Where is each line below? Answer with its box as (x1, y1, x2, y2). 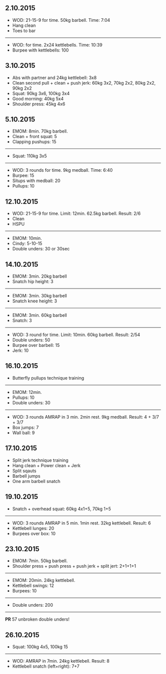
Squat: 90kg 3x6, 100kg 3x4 (12, 90, 70, 96)
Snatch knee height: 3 (12, 298, 57, 304)
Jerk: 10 (12, 347, 29, 353)
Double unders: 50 (12, 337, 50, 343)
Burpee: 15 (12, 173, 35, 179)
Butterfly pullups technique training (12, 375, 84, 381)
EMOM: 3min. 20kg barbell (12, 273, 67, 279)
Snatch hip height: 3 (12, 279, 53, 285)
